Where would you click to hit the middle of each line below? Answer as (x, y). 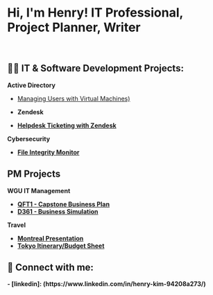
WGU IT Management (39, 190)
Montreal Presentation (50, 238)
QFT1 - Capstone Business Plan (63, 204)
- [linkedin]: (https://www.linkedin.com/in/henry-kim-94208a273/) (106, 284)
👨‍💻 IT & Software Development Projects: (95, 68)
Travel (17, 225)
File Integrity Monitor (48, 152)
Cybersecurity (29, 138)
